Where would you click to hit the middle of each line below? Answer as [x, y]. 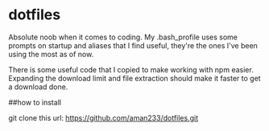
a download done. [38, 87]
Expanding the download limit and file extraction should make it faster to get [134, 78]
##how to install [35, 102]
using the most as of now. [51, 54]
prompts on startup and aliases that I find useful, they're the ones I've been [133, 45]
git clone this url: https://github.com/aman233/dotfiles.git [103, 117]
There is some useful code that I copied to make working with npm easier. [131, 69]
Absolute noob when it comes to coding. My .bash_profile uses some [123, 37]
